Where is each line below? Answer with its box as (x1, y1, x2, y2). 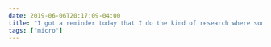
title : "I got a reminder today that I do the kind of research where (8, 19, 251, 27)
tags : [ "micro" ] (8, 26, 63, 34)
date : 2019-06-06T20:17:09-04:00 (8, 11, 121, 20)
